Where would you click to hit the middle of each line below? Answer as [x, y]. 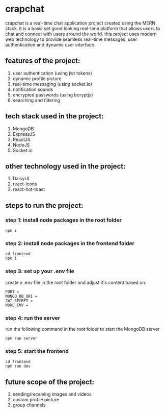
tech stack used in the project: [54, 116]
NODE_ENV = [17, 305]
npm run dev [18, 366]
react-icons [25, 184]
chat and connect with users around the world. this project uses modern [81, 34]
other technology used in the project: [65, 166]
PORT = [12, 291]
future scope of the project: [50, 382]
